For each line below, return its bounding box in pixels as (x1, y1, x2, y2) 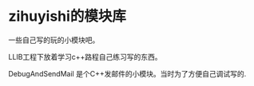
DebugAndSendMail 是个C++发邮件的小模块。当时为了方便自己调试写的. (8, 68, 247, 78)
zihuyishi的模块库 (8, 7, 126, 25)
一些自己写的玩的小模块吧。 (8, 35, 100, 45)
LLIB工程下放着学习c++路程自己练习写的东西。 (8, 52, 162, 61)
